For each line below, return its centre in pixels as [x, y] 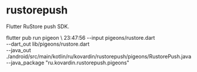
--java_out [19, 50]
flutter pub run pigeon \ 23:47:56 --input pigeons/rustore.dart [81, 37]
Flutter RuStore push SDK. [38, 26]
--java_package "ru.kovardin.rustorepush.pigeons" [68, 63]
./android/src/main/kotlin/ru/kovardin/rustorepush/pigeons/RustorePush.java [99, 56]
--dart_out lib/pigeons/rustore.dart [48, 44]
